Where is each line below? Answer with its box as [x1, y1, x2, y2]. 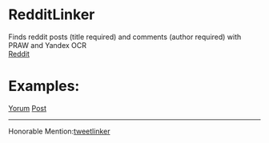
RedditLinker [8, 6, 95, 24]
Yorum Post [8, 103, 46, 113]
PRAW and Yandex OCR [8, 40, 86, 50]
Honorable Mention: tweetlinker [8, 126, 110, 136]
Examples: [8, 77, 80, 95]
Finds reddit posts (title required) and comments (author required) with [8, 32, 242, 42]
